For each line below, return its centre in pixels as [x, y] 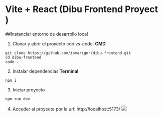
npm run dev [18, 99]
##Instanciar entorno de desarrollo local [47, 34]
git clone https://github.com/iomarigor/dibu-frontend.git [68, 53]
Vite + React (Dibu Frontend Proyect [81, 9]
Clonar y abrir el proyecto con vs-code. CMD [59, 43]
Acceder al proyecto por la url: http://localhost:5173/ [66, 109]
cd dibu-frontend [23, 57]
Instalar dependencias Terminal [45, 71]
